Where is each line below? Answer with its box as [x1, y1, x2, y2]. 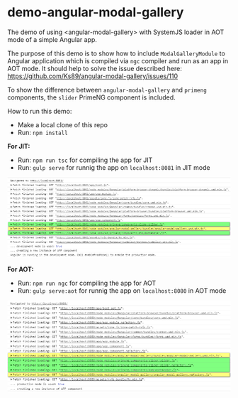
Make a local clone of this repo [17, 120, 108, 129]
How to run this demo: [7, 107, 72, 115]
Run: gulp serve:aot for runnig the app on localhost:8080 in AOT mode [17, 286, 227, 295]
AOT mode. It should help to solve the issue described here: [7, 64, 182, 72]
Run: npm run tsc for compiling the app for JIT [17, 156, 153, 164]
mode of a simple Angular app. [7, 35, 98, 43]
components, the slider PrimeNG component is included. [7, 93, 176, 102]
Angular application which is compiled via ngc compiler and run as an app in [7, 56, 229, 65]
